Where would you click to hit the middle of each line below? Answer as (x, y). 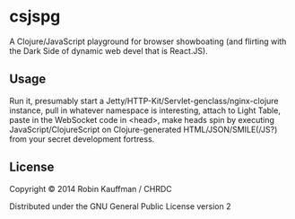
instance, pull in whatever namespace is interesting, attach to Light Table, (145, 110)
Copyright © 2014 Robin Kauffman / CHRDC (91, 188)
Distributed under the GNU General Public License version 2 (120, 206)
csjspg (35, 17)
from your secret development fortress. (82, 139)
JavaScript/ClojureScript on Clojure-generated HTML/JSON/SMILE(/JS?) (143, 129)
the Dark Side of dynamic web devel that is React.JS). (108, 50)
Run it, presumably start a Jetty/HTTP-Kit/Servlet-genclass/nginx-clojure (144, 101)
